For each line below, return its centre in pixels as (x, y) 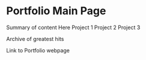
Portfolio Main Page (56, 11)
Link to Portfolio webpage (38, 50)
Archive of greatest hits (35, 39)
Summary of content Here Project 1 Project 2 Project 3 (73, 27)
